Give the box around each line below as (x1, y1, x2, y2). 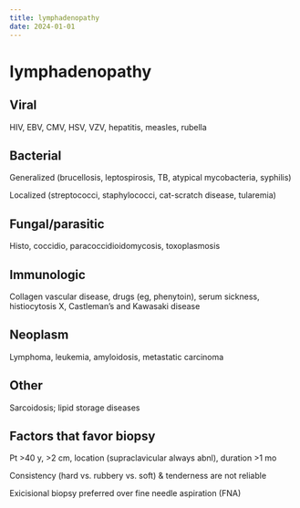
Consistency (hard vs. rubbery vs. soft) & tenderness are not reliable (9, 471, 267, 482)
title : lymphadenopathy (9, 13, 100, 23)
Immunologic (9, 266, 87, 283)
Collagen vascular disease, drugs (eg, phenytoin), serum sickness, (9, 291, 260, 302)
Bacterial (9, 148, 62, 163)
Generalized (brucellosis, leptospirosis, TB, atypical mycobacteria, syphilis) (9, 172, 292, 183)
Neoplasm (9, 327, 69, 343)
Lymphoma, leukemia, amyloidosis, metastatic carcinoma (9, 351, 224, 362)
